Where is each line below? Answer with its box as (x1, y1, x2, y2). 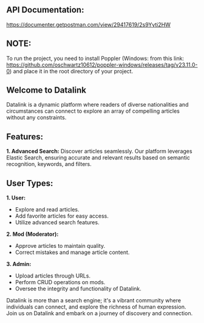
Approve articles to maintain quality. (15, 242, 105, 250)
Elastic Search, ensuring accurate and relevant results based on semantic (6, 154, 190, 161)
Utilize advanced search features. (15, 219, 100, 226)
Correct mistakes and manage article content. (15, 248, 130, 256)
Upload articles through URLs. (15, 272, 91, 279)
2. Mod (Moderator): (6, 230, 59, 238)
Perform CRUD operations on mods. (15, 279, 106, 286)
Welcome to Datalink (6, 85, 87, 96)
